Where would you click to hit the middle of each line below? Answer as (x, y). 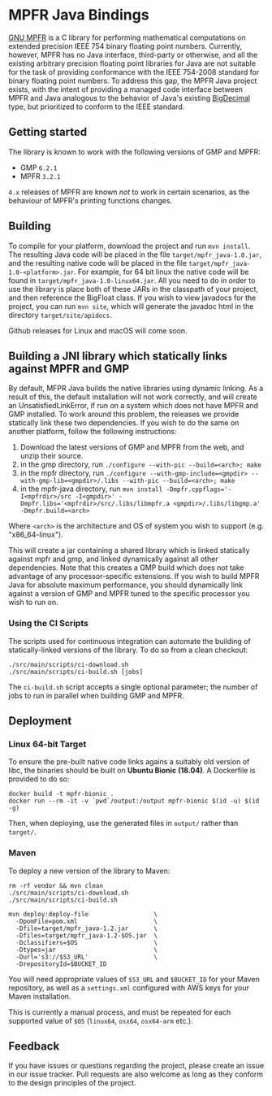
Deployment (40, 721)
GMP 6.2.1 (39, 167)
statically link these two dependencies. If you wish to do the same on (124, 423)
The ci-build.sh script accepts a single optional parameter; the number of (133, 687)
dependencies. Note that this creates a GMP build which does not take (127, 568)
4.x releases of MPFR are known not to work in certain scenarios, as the (129, 192)
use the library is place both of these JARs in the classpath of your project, (133, 289)
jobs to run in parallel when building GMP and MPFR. (96, 695)
